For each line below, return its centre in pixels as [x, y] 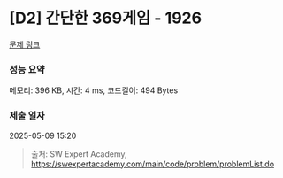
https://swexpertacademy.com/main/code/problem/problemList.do [153, 164]
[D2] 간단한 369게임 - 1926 [105, 18]
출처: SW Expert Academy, [79, 154]
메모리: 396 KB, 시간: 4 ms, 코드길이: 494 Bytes [94, 90]
